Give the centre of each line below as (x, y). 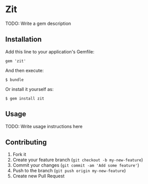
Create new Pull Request (39, 176)
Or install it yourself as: (29, 89)
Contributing (26, 142)
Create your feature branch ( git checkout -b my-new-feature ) (78, 160)
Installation (23, 39)
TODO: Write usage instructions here (44, 126)
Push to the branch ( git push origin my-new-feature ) (69, 171)
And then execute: (24, 70)
